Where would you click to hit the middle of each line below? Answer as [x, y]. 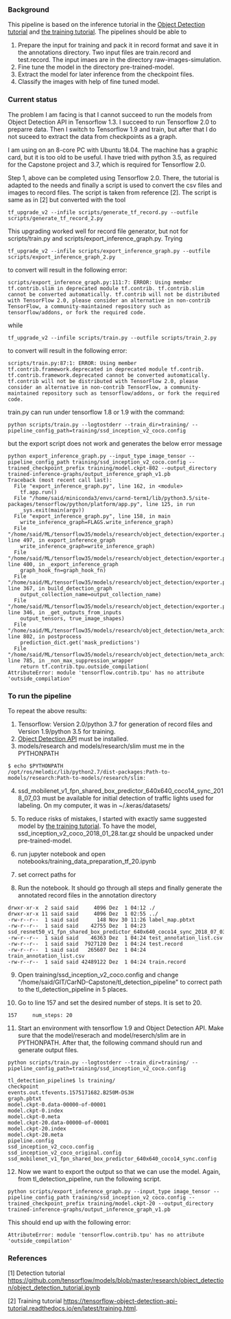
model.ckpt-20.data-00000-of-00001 [59, 1122]
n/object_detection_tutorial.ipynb [54, 1288]
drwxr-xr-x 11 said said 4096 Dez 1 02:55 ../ [83, 914]
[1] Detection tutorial [37, 1273]
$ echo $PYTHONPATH [36, 766]
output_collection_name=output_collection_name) [91, 594]
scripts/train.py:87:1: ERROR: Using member [72, 363]
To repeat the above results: [48, 710]
